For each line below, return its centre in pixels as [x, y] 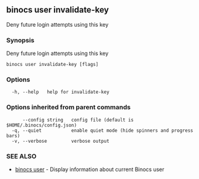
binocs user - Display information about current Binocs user [90, 169]
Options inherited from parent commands [69, 107]
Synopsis [20, 40]
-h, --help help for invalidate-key [61, 92]
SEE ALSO [21, 156]
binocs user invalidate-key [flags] [52, 65]
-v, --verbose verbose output [61, 141]
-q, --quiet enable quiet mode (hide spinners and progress [103, 130]
